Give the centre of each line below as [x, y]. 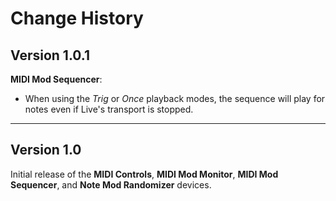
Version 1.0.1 [50, 55]
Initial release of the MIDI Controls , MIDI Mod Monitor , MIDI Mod [144, 174]
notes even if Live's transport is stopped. [109, 109]
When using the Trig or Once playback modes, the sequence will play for [175, 98]
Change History [77, 18]
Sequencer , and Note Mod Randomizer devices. [111, 184]
